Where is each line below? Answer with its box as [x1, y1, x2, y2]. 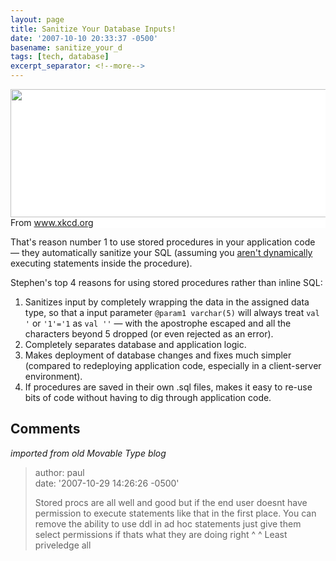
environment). [24, 371, 83, 382]
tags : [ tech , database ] [10, 52, 110, 62]
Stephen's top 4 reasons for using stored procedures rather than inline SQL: [10, 277, 323, 288]
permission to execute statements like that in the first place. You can [34, 507, 317, 519]
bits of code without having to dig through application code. [24, 392, 272, 403]
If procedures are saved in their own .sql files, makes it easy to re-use [24, 381, 313, 393]
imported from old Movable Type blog [10, 447, 167, 459]
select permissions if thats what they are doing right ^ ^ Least [34, 528, 288, 540]
